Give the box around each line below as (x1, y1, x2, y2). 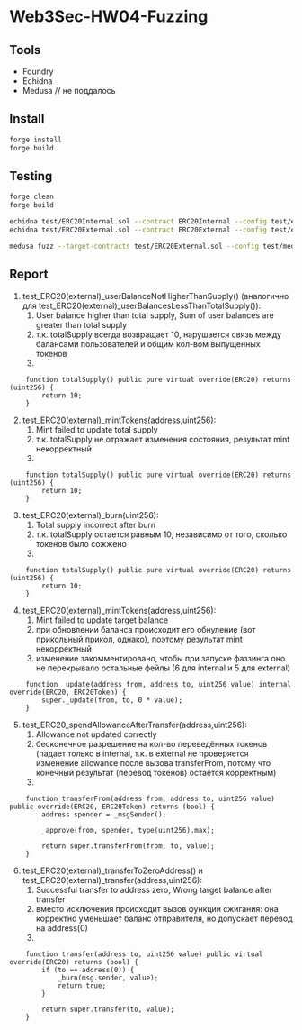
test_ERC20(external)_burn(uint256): (22, 509, 159, 520)
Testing (9, 169, 53, 184)
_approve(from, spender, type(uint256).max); (41, 825, 216, 834)
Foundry (22, 66, 54, 77)
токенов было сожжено (35, 538, 128, 549)
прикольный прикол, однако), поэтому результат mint (35, 633, 243, 644)
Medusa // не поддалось (22, 86, 116, 96)
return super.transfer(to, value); (41, 1005, 175, 1014)
